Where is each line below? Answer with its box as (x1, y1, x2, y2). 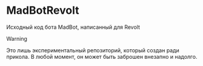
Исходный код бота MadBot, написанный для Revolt (6, 23, 141, 31)
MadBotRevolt (6, 4, 79, 17)
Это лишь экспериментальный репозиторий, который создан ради (6, 46, 180, 54)
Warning (6, 35, 27, 42)
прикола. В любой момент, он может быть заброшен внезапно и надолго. (6, 53, 198, 60)
